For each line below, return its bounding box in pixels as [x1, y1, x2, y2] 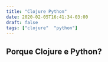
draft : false [6, 19, 38, 25]
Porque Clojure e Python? [6, 46, 102, 56]
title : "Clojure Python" [6, 8, 67, 15]
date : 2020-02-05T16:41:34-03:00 [6, 14, 89, 20]
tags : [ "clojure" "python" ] [6, 25, 78, 31]
